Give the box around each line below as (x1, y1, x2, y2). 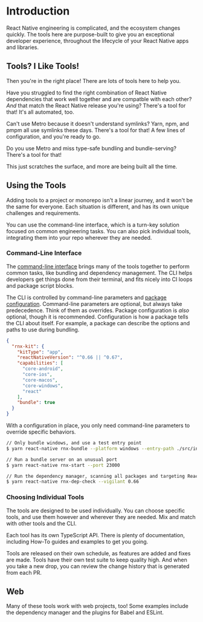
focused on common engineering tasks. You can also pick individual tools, (6, 227, 191, 234)
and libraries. (6, 44, 39, 51)
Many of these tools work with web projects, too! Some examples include (6, 603, 189, 610)
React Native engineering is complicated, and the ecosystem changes (6, 24, 181, 31)
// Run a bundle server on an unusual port (6, 456, 118, 463)
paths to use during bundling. (6, 326, 80, 333)
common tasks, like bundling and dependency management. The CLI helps (6, 269, 193, 276)
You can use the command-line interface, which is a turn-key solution (6, 221, 179, 228)
